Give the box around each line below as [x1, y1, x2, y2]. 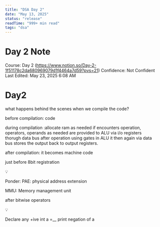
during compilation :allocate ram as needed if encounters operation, [5, 125, 141, 131]
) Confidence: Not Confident [98, 68, 155, 74]
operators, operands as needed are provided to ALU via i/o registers [5, 130, 142, 135]
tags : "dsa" [5, 25, 29, 30]
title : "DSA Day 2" [5, 7, 45, 12]
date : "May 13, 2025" [5, 12, 49, 17]
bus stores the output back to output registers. [5, 140, 98, 146]
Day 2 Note [5, 46, 51, 57]
